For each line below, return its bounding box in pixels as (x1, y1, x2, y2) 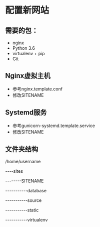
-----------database (5, 188, 46, 194)
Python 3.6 (12, 45, 35, 51)
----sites (5, 168, 23, 174)
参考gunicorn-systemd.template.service (12, 123, 95, 129)
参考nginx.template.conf (12, 86, 63, 92)
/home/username (5, 159, 41, 165)
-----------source (5, 197, 42, 203)
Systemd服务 (5, 108, 47, 117)
